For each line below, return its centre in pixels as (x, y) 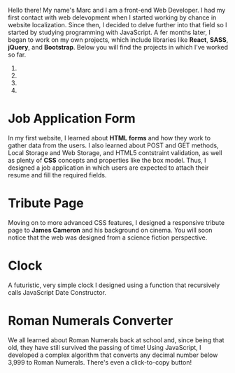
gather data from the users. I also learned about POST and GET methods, (113, 145)
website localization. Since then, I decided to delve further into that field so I (117, 25)
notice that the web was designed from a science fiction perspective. (108, 237)
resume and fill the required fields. (57, 175)
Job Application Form (72, 119)
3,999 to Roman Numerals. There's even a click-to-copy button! (100, 362)
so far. (17, 54)
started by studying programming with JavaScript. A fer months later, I (109, 32)
